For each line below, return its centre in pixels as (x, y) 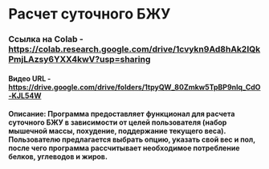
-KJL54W (25, 95)
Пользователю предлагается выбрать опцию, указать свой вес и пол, (132, 140)
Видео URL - (30, 78)
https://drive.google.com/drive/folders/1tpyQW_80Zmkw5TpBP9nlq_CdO (134, 87)
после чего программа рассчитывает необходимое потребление (124, 148)
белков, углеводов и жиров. (58, 157)
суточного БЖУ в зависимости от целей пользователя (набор (118, 122)
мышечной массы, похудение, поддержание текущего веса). (117, 131)
